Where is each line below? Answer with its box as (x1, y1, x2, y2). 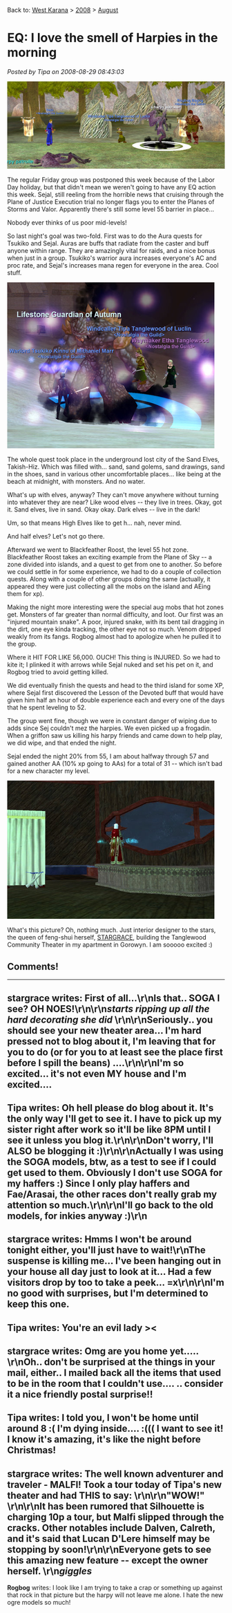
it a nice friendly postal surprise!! (7, 1389, 153, 1401)
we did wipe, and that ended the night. (7, 739, 117, 747)
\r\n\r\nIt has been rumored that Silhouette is (7, 1500, 205, 1512)
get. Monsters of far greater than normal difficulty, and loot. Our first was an (7, 610, 224, 619)
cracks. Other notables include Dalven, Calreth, (7, 1522, 215, 1533)
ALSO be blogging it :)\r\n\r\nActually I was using (7, 1145, 224, 1157)
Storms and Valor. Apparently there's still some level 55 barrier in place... (7, 205, 215, 214)
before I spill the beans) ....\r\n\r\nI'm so (7, 1057, 184, 1069)
